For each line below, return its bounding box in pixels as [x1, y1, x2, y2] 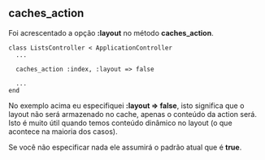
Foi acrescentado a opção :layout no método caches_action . [8, 28, 214, 37]
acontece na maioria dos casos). [8, 126, 118, 136]
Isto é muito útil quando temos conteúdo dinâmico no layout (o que [8, 118, 233, 128]
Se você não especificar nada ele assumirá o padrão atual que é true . [8, 142, 242, 152]
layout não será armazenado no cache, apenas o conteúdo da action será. [8, 109, 258, 119]
